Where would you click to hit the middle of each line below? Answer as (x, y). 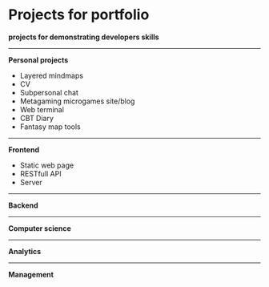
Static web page (47, 165)
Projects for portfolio (79, 15)
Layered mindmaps (52, 75)
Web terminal (42, 109)
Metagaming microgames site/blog (77, 101)
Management (31, 274)
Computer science (40, 228)
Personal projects (38, 60)
